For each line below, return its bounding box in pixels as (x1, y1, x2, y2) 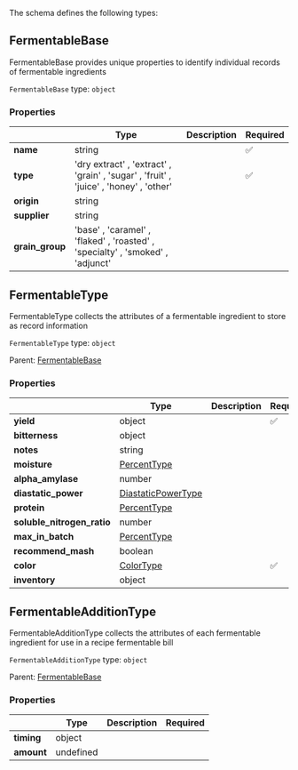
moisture (13, 458, 53, 470)
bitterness (13, 429, 59, 442)
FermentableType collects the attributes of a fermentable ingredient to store (9, 310, 286, 321)
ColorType (119, 559, 162, 572)
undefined (55, 746, 98, 758)
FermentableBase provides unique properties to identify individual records (9, 57, 281, 68)
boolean (119, 545, 153, 557)
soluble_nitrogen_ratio (13, 516, 111, 528)
